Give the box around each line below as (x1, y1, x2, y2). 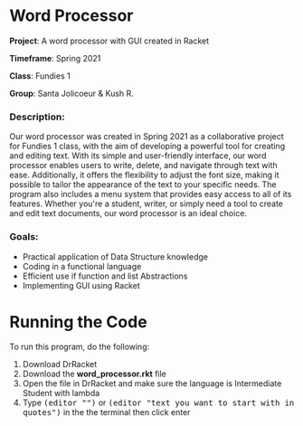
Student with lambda (22, 388, 100, 399)
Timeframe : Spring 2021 (9, 52, 101, 63)
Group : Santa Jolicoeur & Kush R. (9, 88, 134, 99)
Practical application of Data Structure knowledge (22, 251, 208, 262)
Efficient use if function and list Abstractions (22, 270, 188, 281)
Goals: (9, 231, 39, 243)
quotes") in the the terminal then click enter (22, 407, 191, 418)
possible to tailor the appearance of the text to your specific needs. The (9, 179, 277, 190)
